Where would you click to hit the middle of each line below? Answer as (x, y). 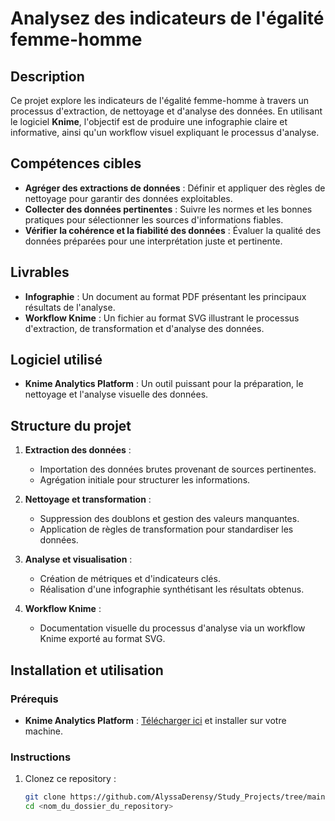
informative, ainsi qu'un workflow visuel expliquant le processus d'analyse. (165, 132)
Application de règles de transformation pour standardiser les (166, 529)
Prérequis (34, 699)
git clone (45, 797)
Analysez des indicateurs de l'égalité (167, 18)
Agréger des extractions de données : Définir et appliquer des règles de (175, 188)
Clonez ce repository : (70, 779)
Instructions (41, 757)
